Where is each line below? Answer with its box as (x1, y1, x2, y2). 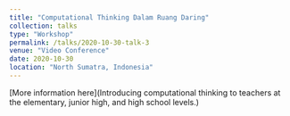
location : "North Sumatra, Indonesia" (9, 63, 153, 72)
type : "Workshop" (9, 29, 74, 38)
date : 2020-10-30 (9, 54, 74, 63)
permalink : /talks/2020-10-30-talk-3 (9, 37, 150, 47)
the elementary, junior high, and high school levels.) (9, 96, 199, 107)
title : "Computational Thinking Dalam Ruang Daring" (9, 12, 210, 22)
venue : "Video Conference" (9, 46, 110, 55)
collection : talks (9, 21, 78, 30)
